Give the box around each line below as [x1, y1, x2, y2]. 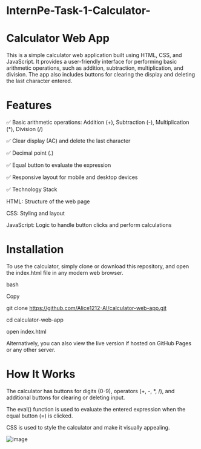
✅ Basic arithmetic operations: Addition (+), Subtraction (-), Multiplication [6, 119, 189, 126]
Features [6, 98, 52, 112]
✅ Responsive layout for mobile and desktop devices [6, 174, 138, 181]
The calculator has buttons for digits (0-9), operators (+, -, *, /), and [6, 387, 175, 394]
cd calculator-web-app [6, 316, 64, 323]
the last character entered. [6, 77, 73, 85]
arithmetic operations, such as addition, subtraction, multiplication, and [6, 64, 183, 72]
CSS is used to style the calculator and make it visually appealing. [6, 424, 170, 431]
